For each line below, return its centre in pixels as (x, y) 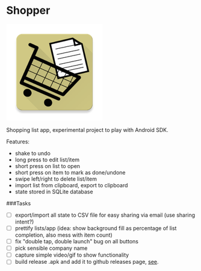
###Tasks (19, 203)
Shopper (28, 11)
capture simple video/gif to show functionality (72, 255)
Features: (18, 142)
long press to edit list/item (47, 160)
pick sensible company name (51, 248)
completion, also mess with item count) (63, 235)
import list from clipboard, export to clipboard (71, 185)
